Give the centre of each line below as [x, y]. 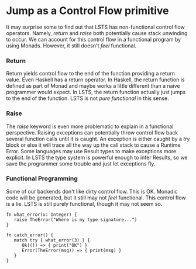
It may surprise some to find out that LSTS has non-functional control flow [96, 27]
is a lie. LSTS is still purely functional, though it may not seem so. [84, 204]
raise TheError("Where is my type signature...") [75, 220]
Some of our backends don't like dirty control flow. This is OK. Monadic [92, 191]
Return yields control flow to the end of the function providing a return [91, 74]
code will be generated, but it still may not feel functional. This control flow [96, 198]
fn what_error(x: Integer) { [42, 215]
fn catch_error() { [30, 235]
